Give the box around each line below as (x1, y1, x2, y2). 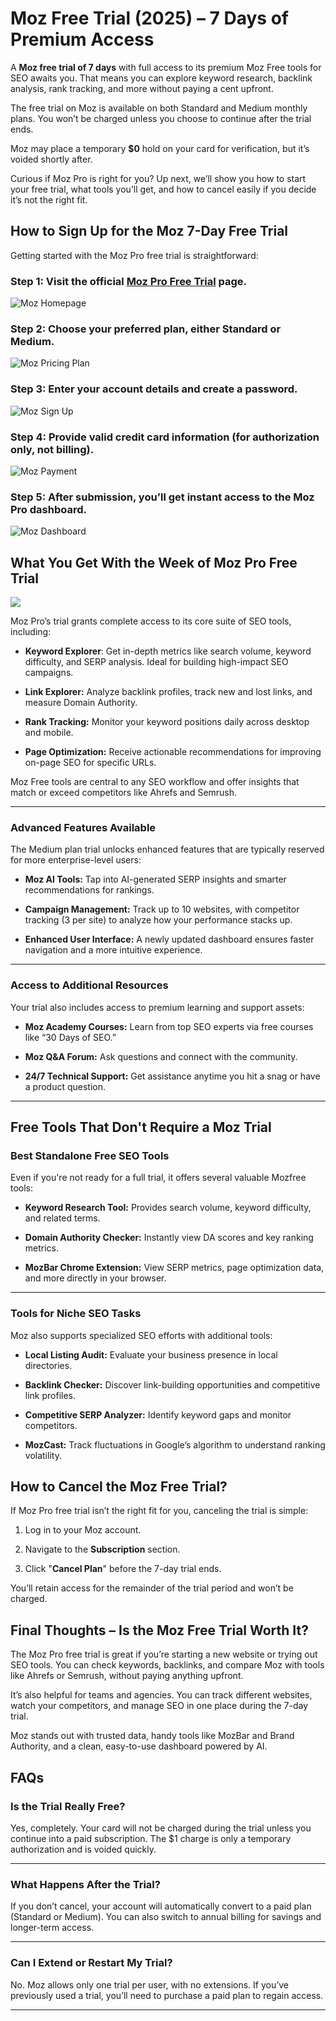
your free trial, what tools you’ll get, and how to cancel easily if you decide (10, 183, 317, 195)
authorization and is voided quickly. (10, 1843, 157, 1855)
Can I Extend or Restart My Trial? (10, 1956, 173, 1970)
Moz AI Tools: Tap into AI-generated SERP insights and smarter (24, 873, 287, 886)
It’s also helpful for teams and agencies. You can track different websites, (10, 1689, 313, 1701)
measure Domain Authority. (24, 697, 138, 709)
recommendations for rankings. (24, 884, 155, 896)
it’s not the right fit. (10, 193, 88, 206)
